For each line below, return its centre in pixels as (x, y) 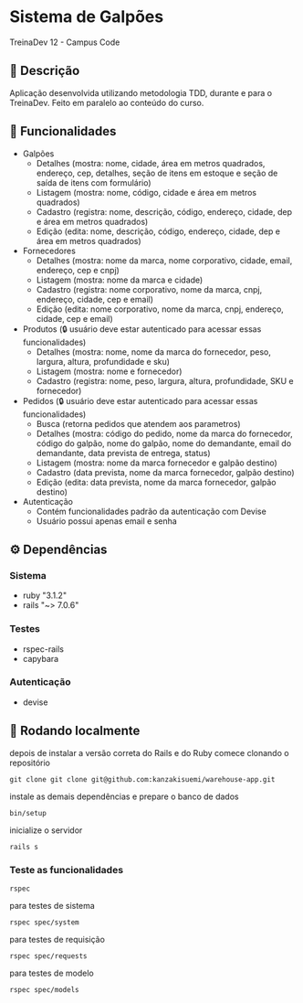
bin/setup (28, 813)
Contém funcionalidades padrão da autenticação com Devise (151, 511)
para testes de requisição (57, 939)
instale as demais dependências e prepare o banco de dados (124, 796)
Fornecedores (49, 251)
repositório (30, 763)
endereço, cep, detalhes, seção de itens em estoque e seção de (157, 173)
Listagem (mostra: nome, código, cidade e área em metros (146, 192)
